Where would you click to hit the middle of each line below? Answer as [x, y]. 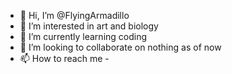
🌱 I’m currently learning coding [83, 36]
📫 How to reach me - [64, 58]
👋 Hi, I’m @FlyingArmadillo [74, 15]
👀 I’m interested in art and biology [89, 26]
